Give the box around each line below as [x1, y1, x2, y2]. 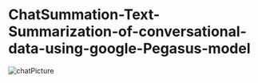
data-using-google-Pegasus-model [8, 40, 251, 57]
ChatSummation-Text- [8, 6, 161, 24]
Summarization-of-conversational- [8, 22, 248, 41]
